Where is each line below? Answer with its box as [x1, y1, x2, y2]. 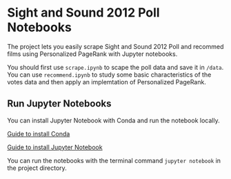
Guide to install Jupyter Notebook [7, 143, 103, 151]
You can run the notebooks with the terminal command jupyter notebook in [7, 156, 221, 164]
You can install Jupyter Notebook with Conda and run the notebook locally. [7, 116, 220, 124]
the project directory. [7, 164, 67, 172]
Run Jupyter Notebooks [7, 98, 112, 110]
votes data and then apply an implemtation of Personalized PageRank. [7, 77, 207, 86]
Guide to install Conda [7, 129, 70, 138]
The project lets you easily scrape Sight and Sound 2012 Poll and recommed [7, 42, 224, 50]
